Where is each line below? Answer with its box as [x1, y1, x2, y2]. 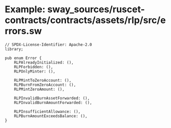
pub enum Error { [5, 55, 42, 61]
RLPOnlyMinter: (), [14, 69, 56, 74]
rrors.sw [5, 25, 42, 37]
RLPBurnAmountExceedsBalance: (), [14, 113, 88, 118]
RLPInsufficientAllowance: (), [14, 109, 81, 114]
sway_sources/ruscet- [47, 4, 145, 15]
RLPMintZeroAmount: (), [14, 87, 65, 92]
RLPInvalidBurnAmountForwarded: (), [14, 100, 93, 105]
